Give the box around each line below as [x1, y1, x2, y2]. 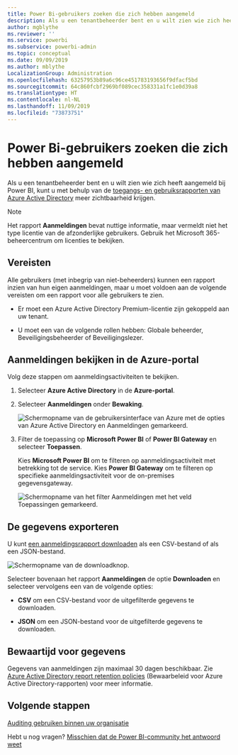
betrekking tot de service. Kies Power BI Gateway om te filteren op [17, 464, 213, 473]
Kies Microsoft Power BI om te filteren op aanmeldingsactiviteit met [17, 456, 216, 465]
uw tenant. [17, 312, 50, 320]
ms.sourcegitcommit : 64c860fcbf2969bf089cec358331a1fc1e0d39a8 [7, 83, 198, 90]
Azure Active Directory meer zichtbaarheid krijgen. [7, 193, 156, 202]
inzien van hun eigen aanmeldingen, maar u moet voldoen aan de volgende [7, 283, 227, 292]
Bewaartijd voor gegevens [7, 645, 126, 657]
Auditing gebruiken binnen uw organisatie [7, 718, 130, 727]
